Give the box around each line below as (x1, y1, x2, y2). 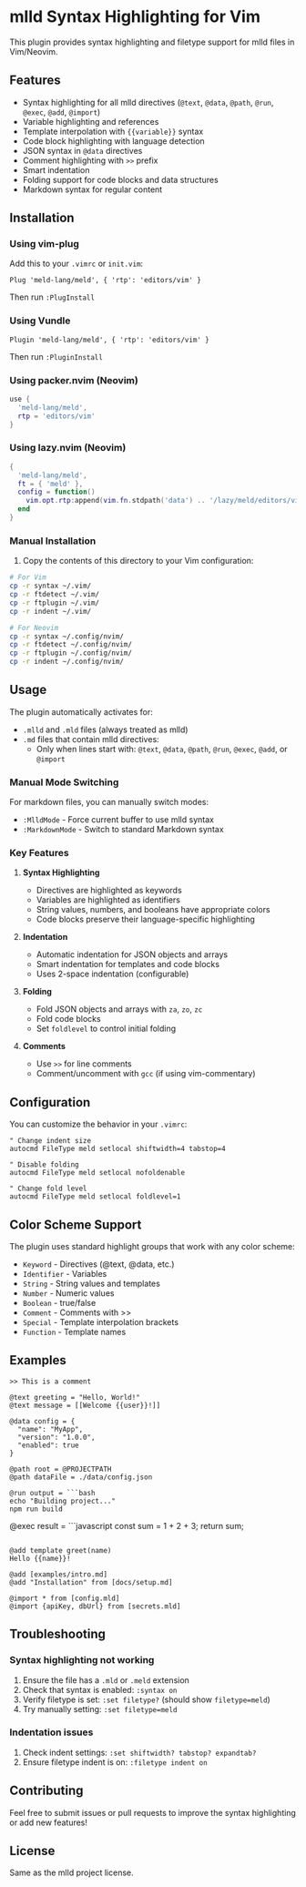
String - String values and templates (22, 1278, 161, 1290)
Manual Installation (9, 535, 97, 547)
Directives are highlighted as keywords (36, 885, 182, 896)
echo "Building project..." (9, 1496, 117, 1505)
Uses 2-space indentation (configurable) (36, 968, 189, 980)
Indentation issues (9, 1726, 94, 1739)
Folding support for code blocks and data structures (22, 174, 219, 185)
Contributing (9, 1783, 84, 1799)
